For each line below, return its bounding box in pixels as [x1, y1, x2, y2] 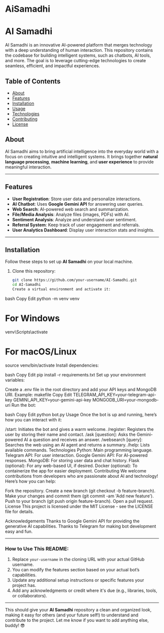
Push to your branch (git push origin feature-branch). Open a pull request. [5, 498, 154, 504]
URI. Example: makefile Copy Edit [5, 392, 72, 398]
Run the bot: [11, 402, 37, 408]
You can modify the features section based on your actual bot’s [12, 567, 140, 573]
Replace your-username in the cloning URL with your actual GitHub [12, 557, 145, 563]
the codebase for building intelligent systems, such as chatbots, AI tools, [5, 52, 151, 58]
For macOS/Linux [5, 346, 77, 357]
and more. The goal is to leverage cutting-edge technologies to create [5, 58, 146, 64]
